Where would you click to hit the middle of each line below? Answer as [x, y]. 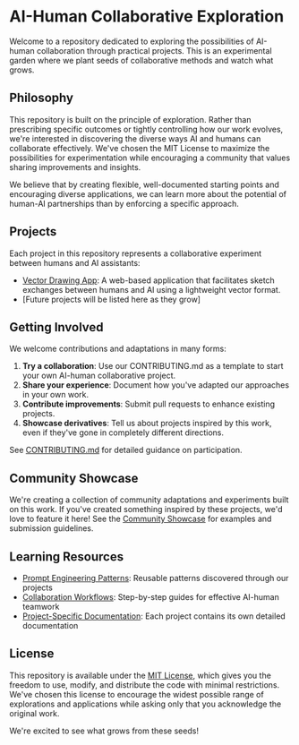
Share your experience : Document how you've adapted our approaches [155, 385]
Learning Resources [66, 557]
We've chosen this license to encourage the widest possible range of [137, 694]
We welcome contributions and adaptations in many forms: [118, 349]
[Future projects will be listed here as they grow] [111, 299]
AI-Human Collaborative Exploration [147, 17]
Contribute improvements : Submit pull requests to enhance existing [149, 404]
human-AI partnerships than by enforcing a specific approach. [124, 203]
